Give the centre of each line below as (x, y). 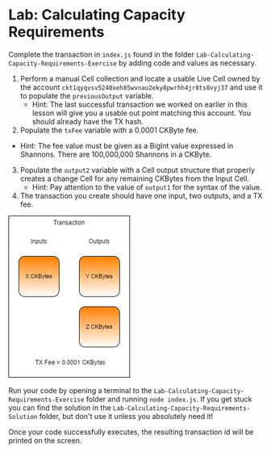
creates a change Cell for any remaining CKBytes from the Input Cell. (135, 178)
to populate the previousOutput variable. (87, 95)
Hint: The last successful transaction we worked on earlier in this (140, 104)
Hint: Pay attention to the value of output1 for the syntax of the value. (147, 187)
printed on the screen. (45, 440)
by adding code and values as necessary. (187, 63)
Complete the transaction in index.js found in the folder (102, 54)
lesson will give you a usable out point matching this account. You (142, 113)
